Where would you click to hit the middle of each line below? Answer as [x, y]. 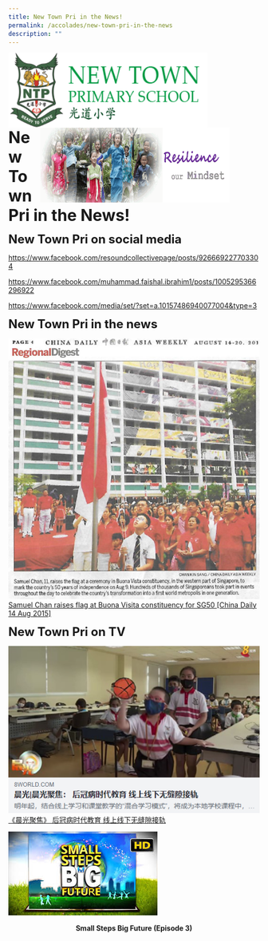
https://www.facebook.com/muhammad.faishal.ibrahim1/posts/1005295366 [132, 282]
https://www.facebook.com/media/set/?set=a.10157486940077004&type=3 [133, 306]
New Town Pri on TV [67, 631]
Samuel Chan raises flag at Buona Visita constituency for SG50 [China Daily [132, 605]
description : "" [35, 34]
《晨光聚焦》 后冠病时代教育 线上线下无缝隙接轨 [87, 820]
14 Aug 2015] [30, 613]
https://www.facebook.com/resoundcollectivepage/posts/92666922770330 [134, 258]
